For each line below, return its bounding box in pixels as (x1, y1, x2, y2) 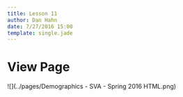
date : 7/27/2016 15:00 (7, 23, 73, 30)
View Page (7, 60, 70, 75)
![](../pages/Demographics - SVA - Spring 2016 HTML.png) (7, 82, 176, 91)
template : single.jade (7, 29, 73, 37)
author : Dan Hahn (7, 17, 58, 24)
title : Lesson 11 (7, 10, 58, 17)
